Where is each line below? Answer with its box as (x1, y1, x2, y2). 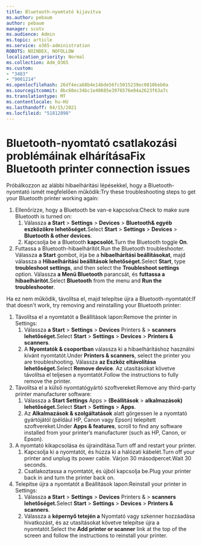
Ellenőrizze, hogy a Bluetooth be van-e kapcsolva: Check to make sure (14, 206, 190, 214)
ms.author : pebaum (6, 15, 52, 21)
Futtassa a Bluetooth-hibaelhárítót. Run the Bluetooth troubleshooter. (14, 245, 185, 252)
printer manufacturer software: (14, 391, 92, 398)
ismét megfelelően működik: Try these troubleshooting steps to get (31, 188, 196, 195)
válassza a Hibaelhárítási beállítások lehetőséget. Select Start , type (14, 258, 186, 265)
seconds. (24, 461, 47, 469)
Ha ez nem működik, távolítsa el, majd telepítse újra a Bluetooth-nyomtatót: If (6, 295, 196, 302)
